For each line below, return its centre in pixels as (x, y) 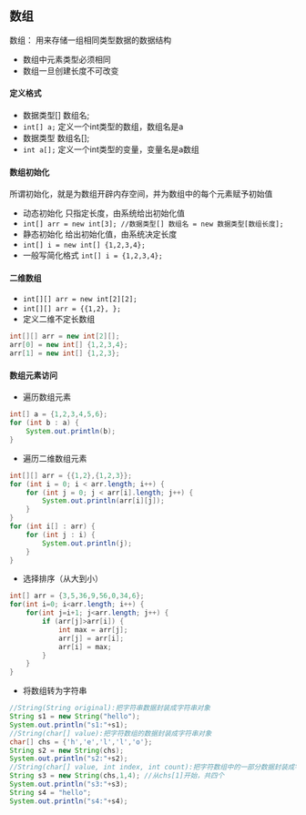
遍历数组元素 (46, 397)
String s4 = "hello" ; (51, 792)
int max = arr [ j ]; (93, 630)
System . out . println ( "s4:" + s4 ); (69, 801)
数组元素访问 (33, 375)
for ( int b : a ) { (44, 423)
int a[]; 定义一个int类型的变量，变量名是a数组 (111, 149)
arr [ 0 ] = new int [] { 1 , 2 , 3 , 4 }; (69, 345)
